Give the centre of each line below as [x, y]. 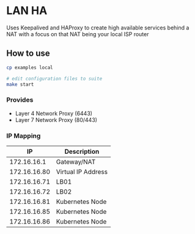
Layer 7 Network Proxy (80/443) [56, 119]
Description [82, 151]
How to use [28, 54]
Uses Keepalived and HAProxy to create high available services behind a [98, 28]
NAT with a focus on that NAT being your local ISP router [78, 34]
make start [20, 84]
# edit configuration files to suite [54, 78]
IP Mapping [24, 135]
